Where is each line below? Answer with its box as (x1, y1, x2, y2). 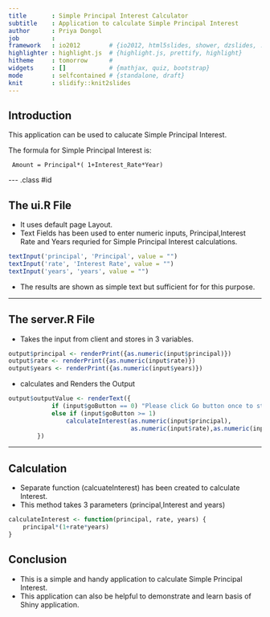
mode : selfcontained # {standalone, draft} (8, 72, 185, 80)
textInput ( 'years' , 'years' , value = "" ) (8, 267, 149, 276)
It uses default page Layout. (19, 220, 113, 230)
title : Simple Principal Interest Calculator (8, 11, 189, 20)
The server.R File (8, 313, 95, 326)
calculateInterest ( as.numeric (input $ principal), (65, 417, 231, 425)
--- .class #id (8, 175, 52, 185)
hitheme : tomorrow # (8, 57, 113, 65)
